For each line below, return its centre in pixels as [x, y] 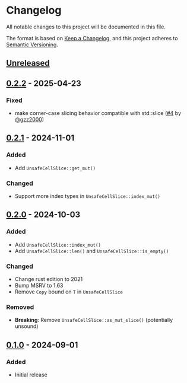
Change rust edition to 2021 [49, 279]
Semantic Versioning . [32, 44]
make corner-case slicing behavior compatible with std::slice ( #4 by [98, 113]
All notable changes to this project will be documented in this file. [86, 27]
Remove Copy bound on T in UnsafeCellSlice [69, 292]
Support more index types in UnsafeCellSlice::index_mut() [87, 196]
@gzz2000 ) [29, 120]
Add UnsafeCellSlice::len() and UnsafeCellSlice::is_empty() [92, 251]
